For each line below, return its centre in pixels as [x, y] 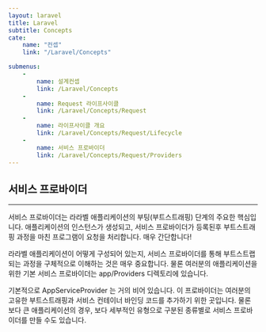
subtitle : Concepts [40, 30]
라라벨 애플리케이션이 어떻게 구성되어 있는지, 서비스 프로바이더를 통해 [115, 254]
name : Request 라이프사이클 [78, 104]
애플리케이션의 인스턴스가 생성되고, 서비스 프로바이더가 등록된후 [123, 227]
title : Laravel [33, 23]
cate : [17, 38]
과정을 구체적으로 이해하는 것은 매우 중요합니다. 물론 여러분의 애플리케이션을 [140, 264]
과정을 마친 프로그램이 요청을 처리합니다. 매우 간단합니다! [104, 237]
